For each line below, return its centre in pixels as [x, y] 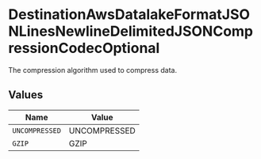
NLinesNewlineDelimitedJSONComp [131, 31]
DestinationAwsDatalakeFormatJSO [129, 15]
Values [26, 95]
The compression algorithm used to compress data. [92, 70]
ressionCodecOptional [84, 48]
